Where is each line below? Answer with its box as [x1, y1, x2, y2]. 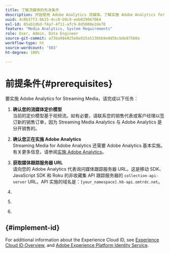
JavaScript [12, 172, 36, 178]
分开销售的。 [12, 125, 40, 132]
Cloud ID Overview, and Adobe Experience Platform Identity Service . [5, 242, 149, 248]
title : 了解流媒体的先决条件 [5, 7, 60, 13]
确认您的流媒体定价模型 [12, 106, 62, 112]
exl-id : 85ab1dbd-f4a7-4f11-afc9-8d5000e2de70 [5, 21, 106, 27]
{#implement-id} [5, 223, 60, 232]
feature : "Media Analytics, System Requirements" [5, 26, 113, 31]
